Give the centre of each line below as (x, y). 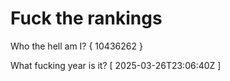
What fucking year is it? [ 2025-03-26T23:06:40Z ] (116, 65)
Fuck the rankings (86, 18)
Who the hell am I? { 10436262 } (76, 46)
